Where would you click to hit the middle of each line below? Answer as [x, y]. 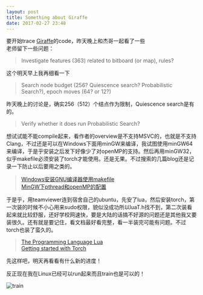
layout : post [23, 12]
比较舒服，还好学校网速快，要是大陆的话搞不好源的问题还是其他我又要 [109, 215]
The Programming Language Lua [62, 242]
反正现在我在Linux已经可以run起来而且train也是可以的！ [76, 274]
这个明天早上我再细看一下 [38, 73]
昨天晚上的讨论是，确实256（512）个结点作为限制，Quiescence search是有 [100, 104]
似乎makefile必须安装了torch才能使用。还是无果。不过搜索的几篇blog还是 [98, 159]
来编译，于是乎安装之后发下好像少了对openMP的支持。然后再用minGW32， [101, 151]
